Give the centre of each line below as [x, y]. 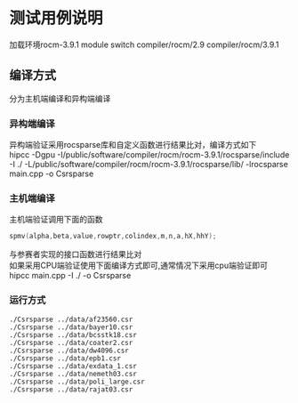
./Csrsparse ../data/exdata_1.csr [73, 366]
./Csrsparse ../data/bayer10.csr [71, 327]
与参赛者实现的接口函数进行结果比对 [76, 254]
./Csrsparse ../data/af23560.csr [71, 319]
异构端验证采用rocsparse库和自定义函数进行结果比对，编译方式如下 [133, 145]
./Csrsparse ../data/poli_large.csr [77, 382]
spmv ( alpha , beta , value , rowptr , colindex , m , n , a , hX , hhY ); [113, 237]
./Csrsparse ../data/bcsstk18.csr [73, 334]
